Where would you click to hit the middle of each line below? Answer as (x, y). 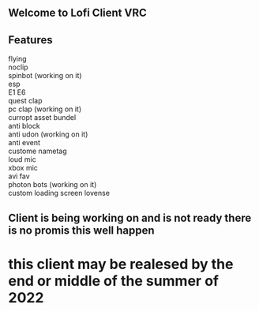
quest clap (25, 101)
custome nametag (38, 151)
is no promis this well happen (82, 230)
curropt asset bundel (42, 118)
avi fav (19, 176)
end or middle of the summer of (114, 281)
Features (30, 40)
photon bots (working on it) (53, 185)
